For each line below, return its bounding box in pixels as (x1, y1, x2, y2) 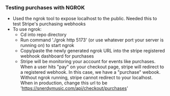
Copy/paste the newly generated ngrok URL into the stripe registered (20, 47, 165, 54)
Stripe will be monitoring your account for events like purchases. (20, 59, 156, 65)
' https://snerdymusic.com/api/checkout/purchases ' (20, 85, 128, 91)
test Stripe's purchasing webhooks (12, 21, 86, 27)
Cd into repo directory (20, 32, 67, 38)
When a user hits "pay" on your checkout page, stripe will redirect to (20, 64, 164, 70)
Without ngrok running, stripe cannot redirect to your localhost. (20, 75, 153, 81)
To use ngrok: (12, 26, 42, 32)
